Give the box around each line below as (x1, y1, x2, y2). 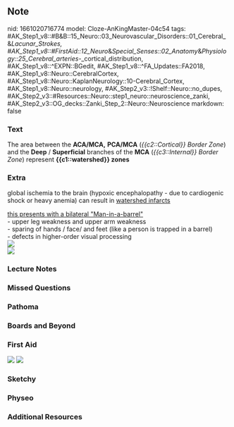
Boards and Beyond (7, 321, 76, 330)
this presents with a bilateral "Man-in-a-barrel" (7, 210, 143, 218)
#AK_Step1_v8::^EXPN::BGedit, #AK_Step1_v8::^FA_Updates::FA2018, (7, 61, 206, 70)
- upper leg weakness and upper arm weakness (7, 218, 147, 226)
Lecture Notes (7, 264, 57, 274)
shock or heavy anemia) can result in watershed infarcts (7, 197, 171, 205)
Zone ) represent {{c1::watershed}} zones (7, 155, 130, 164)
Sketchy (7, 374, 37, 384)
